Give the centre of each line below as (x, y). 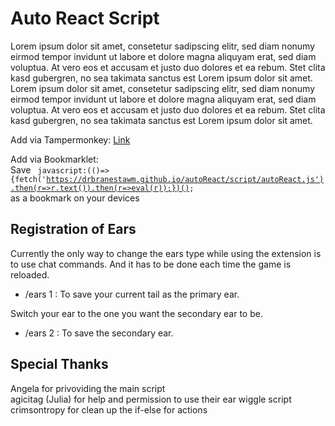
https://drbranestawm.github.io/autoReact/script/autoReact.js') (185, 179)
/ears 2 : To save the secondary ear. (99, 333)
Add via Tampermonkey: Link (70, 139)
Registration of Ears (73, 229)
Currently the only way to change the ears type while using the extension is (166, 253)
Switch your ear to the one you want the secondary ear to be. (136, 313)
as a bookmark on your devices (75, 198)
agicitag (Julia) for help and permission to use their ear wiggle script (151, 399)
